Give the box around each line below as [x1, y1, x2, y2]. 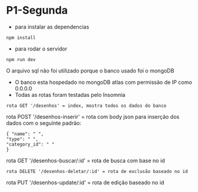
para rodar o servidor [14, 45, 67, 52]
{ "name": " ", [6, 131, 44, 137]
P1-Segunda [6, 4, 68, 17]
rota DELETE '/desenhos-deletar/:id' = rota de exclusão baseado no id [6, 168, 188, 174]
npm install [6, 34, 36, 40]
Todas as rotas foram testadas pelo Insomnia [14, 91, 126, 98]
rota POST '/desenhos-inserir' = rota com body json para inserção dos [6, 113, 180, 120]
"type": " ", [6, 136, 39, 142]
